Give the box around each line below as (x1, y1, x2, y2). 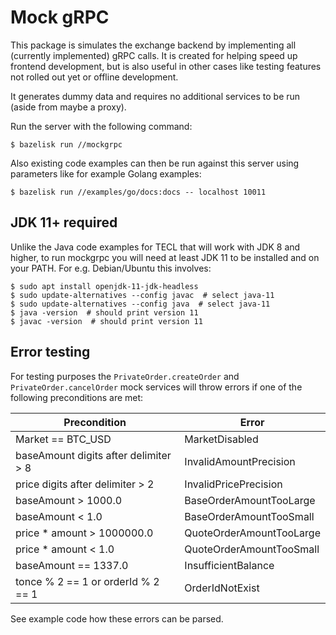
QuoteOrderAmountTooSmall (184, 542, 320, 556)
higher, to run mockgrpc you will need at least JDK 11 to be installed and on (10, 251, 320, 263)
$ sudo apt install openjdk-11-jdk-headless (10, 281, 199, 291)
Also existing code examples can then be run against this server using (10, 157, 300, 169)
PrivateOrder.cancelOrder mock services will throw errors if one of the (10, 381, 303, 393)
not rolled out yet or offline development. (10, 71, 179, 83)
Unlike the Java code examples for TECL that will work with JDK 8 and (10, 241, 301, 253)
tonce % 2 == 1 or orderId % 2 (15, 574, 160, 588)
